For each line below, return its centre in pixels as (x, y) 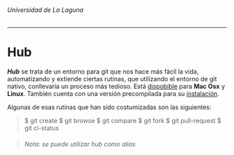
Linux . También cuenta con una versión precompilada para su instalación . (113, 94)
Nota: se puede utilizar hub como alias (80, 144)
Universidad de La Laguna (45, 10)
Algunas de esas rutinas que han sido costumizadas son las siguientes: (109, 107)
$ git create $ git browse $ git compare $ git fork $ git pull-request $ (123, 121)
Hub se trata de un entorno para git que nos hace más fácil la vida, (103, 72)
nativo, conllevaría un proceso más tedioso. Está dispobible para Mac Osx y (116, 86)
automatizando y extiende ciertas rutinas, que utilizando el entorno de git (112, 79)
